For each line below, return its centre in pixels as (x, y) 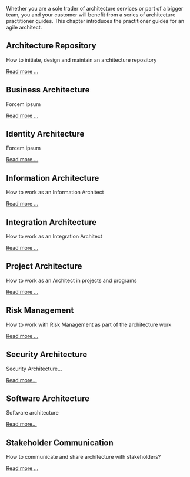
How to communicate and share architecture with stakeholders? (84, 457)
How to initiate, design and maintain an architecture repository (81, 60)
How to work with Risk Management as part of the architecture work (89, 324)
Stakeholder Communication (60, 443)
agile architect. (24, 27)
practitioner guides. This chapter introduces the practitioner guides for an (95, 21)
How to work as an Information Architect (55, 192)
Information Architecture (53, 178)
